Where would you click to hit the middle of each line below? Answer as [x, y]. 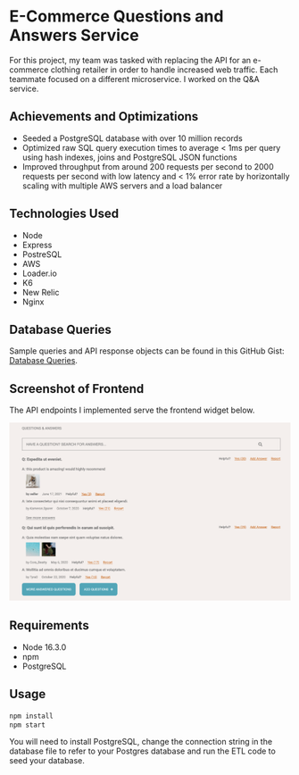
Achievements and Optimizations [104, 117]
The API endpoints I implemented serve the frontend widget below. [132, 410]
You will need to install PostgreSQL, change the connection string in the [141, 741]
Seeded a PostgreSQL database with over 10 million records [132, 138]
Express [37, 245]
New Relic [41, 292]
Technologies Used [64, 214]
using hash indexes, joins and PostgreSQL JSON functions [130, 157]
